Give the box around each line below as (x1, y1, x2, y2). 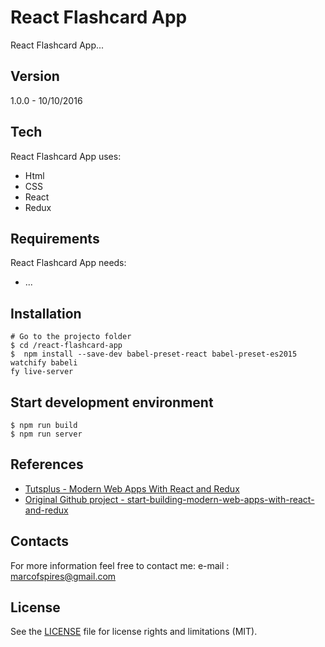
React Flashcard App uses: (10, 150, 122, 162)
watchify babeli (10, 358, 78, 368)
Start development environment (10, 394, 214, 411)
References (10, 456, 84, 473)
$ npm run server (10, 429, 83, 439)
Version (10, 68, 60, 85)
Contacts (10, 533, 70, 550)
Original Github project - (24, 493, 125, 505)
